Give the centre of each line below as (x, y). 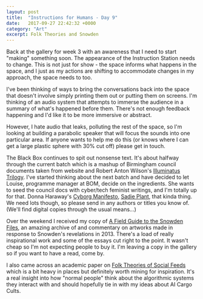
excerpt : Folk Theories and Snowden (52, 35)
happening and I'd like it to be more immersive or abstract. (79, 115)
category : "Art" (27, 29)
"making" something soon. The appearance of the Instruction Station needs (101, 58)
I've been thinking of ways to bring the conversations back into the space (98, 89)
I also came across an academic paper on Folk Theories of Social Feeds (96, 265)
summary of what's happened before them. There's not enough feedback (98, 109)
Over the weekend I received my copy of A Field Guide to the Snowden (95, 221)
